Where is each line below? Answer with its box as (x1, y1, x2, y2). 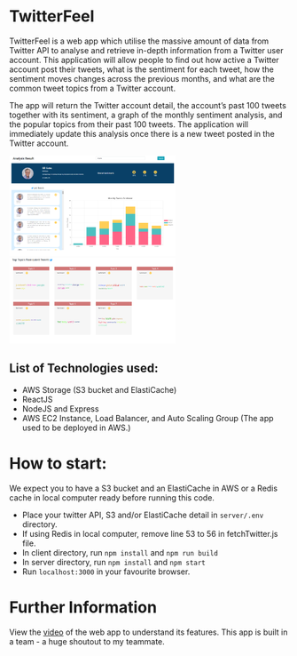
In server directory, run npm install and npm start (21, 556, 207, 567)
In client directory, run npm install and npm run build (21, 547, 219, 557)
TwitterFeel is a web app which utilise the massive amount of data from (9, 36, 270, 46)
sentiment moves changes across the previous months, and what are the (9, 73, 275, 84)
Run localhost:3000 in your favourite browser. (21, 566, 191, 577)
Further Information (9, 597, 158, 618)
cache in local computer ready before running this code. (9, 492, 215, 503)
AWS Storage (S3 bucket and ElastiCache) (21, 384, 177, 395)
